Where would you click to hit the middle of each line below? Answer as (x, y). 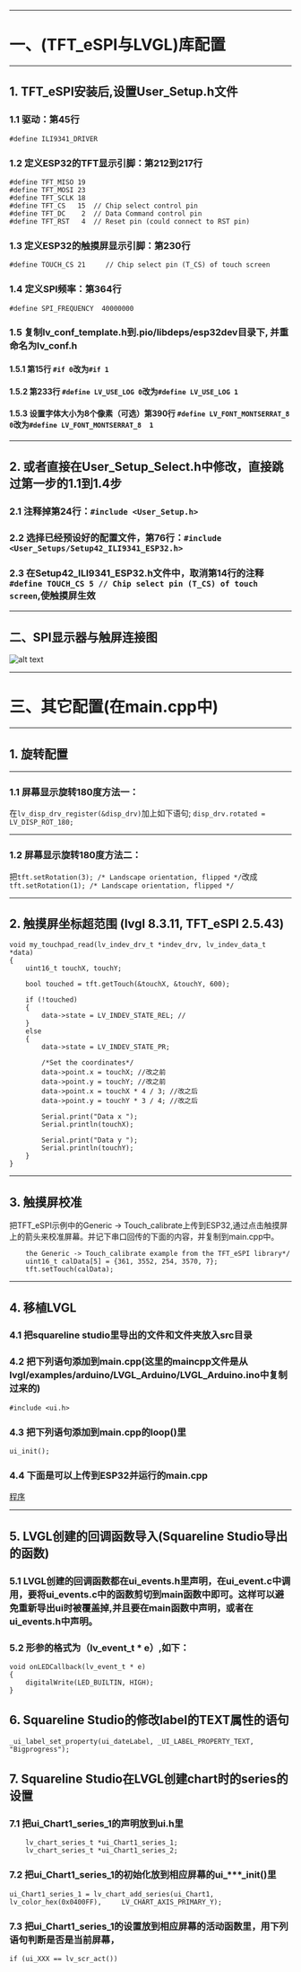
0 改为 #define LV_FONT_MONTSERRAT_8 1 (82, 425)
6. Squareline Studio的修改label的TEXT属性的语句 (149, 1720)
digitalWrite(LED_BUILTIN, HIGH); (90, 1682)
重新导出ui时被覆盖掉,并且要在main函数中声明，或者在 (136, 1607)
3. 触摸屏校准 (46, 1202)
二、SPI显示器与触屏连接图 (84, 637)
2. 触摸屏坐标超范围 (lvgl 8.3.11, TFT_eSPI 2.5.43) (147, 923)
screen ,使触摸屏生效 (52, 596)
